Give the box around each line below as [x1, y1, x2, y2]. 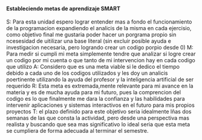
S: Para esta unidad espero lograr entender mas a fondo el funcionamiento [6, 18, 192, 25]
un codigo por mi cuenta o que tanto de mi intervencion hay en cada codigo [6, 57, 195, 64]
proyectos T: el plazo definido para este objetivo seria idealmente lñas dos [6, 108, 192, 115]
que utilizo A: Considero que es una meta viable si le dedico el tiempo [6, 63, 180, 71]
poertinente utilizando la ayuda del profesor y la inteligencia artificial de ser [6, 76, 194, 83]
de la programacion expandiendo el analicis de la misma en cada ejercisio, [6, 25, 192, 32]
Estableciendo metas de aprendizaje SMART [6, 5, 121, 12]
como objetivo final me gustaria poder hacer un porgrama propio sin [6, 31, 177, 39]
